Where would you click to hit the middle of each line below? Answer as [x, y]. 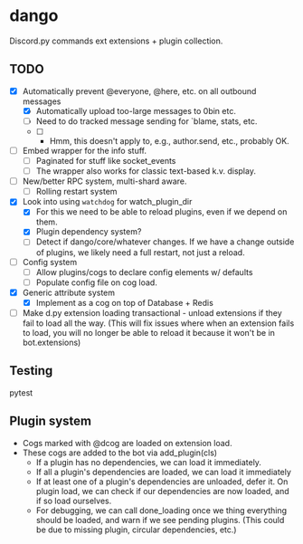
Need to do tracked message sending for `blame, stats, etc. [147, 121]
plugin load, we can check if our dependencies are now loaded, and [162, 491]
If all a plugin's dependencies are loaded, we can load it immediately [164, 472]
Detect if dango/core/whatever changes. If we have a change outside [165, 242]
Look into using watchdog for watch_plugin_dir [107, 202]
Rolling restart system [76, 192]
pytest [21, 392]
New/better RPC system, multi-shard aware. [104, 181]
